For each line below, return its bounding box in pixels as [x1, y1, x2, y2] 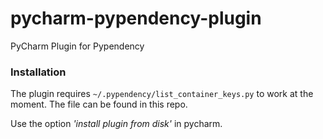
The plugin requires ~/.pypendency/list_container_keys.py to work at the [10, 88, 314, 100]
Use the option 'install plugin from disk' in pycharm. [10, 118, 223, 130]
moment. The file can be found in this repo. [10, 98, 188, 111]
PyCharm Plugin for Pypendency [10, 40, 145, 52]
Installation [10, 65, 67, 79]
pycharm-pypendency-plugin [10, 7, 262, 30]
